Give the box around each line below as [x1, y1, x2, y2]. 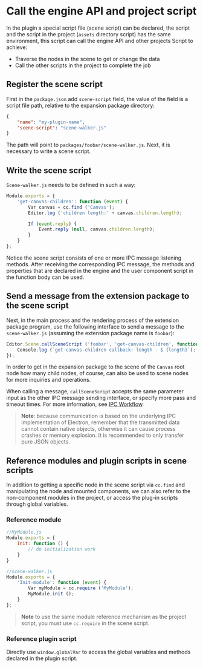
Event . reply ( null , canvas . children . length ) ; [38, 226, 155, 232]
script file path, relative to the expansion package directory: [6, 102, 155, 109]
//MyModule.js [6, 529, 42, 535]
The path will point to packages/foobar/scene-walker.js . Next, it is [6, 141, 170, 149]
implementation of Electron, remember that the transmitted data [21, 419, 180, 426]
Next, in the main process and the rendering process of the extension [6, 316, 179, 324]
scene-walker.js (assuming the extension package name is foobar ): [6, 329, 175, 336]
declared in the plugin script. [6, 655, 78, 662]
